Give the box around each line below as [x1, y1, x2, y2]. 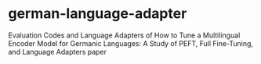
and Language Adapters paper [8, 47, 107, 56]
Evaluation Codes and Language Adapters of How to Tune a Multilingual [8, 30, 241, 40]
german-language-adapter [8, 5, 187, 23]
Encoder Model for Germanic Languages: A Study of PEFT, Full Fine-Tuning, [8, 38, 253, 48]
